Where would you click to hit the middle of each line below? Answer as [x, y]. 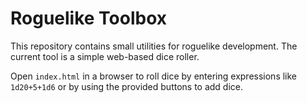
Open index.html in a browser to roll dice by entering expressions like [154, 76]
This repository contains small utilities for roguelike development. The [154, 46]
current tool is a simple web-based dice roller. [105, 56]
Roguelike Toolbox [89, 18]
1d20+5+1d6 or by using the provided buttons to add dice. [127, 86]
